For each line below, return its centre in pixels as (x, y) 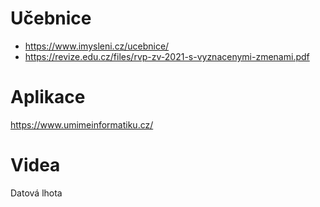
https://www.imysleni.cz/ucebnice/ (97, 46)
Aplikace (48, 97)
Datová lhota (36, 193)
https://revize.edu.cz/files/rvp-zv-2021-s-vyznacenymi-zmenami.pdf (167, 56)
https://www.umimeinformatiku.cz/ (82, 124)
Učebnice (51, 18)
